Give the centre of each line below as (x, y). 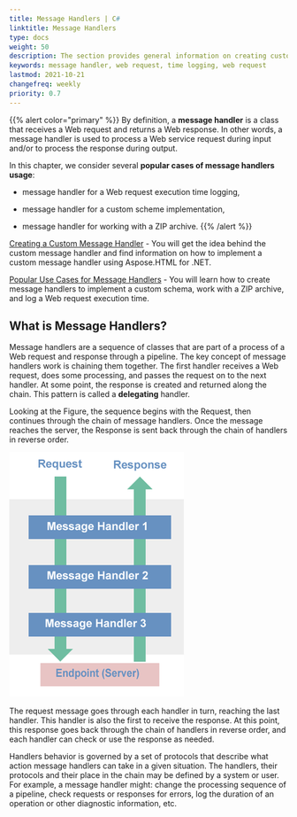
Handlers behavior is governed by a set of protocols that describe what (139, 757)
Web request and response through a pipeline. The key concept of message (148, 357)
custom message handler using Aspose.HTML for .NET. (110, 262)
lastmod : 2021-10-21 (47, 75)
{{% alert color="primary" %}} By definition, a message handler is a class (144, 120)
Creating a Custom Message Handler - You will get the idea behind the (138, 243)
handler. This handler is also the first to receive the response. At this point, (145, 720)
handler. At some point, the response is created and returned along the (138, 385)
